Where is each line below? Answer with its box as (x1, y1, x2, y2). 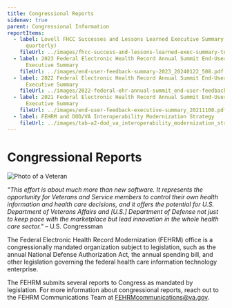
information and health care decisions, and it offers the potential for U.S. (7, 200, 214, 208)
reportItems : (7, 29, 45, 37)
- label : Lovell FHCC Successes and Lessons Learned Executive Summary (13, 36, 224, 43)
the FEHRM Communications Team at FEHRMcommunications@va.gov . (7, 293, 210, 302)
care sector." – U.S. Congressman (7, 222, 104, 230)
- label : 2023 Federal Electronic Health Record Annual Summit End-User (13, 55, 227, 62)
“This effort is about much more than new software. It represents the (7, 185, 204, 194)
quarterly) (25, 42, 57, 49)
